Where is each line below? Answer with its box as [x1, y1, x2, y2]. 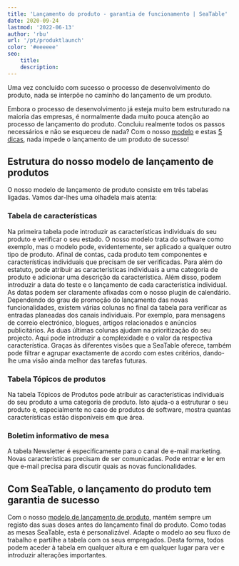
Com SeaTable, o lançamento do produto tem [7, 482, 212, 495]
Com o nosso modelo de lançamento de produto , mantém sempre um [7, 513, 212, 522]
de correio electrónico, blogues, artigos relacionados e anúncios [7, 318, 198, 327]
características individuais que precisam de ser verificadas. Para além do [7, 258, 223, 266]
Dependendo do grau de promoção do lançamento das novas [7, 295, 188, 304]
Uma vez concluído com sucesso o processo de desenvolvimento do [7, 83, 210, 91]
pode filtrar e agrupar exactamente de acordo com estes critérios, [7, 348, 202, 357]
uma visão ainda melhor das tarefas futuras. [17, 356, 148, 365]
